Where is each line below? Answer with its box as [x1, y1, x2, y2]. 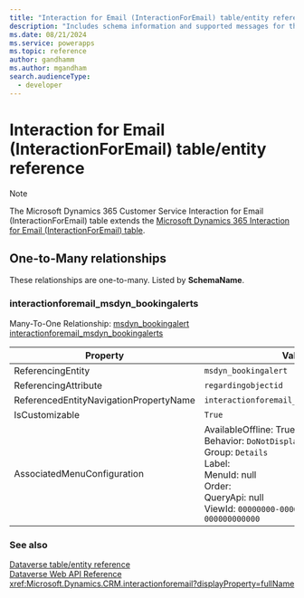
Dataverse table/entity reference [9, 558, 131, 570]
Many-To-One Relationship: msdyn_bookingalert [9, 318, 190, 328]
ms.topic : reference [9, 47, 88, 56]
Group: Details [204, 445, 269, 458]
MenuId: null [204, 468, 257, 480]
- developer [17, 81, 63, 90]
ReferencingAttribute [14, 379, 102, 392]
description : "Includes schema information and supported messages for [9, 22, 285, 31]
